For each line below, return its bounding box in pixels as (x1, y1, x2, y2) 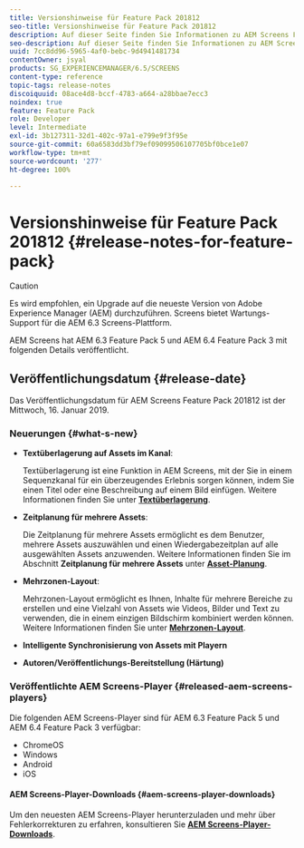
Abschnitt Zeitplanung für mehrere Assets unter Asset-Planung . (22, 559, 268, 570)
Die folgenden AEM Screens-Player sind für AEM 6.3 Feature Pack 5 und (9, 712, 280, 723)
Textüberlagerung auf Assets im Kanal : (22, 448, 174, 459)
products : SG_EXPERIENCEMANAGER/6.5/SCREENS (9, 64, 180, 73)
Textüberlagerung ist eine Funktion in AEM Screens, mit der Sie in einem (22, 465, 292, 476)
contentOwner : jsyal (9, 55, 88, 64)
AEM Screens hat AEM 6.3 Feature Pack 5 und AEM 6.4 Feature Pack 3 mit (9, 335, 288, 346)
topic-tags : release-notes (9, 81, 111, 90)
